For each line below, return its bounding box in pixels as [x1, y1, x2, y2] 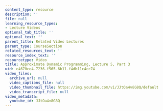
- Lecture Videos [5, 26, 41, 30]
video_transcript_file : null [9, 89, 69, 94]
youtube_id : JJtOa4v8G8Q [9, 99, 60, 104]
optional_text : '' [5, 35, 43, 40]
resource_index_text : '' [5, 53, 56, 58]
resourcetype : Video [5, 57, 47, 62]
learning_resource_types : [5, 21, 58, 26]
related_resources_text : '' [5, 48, 63, 53]
